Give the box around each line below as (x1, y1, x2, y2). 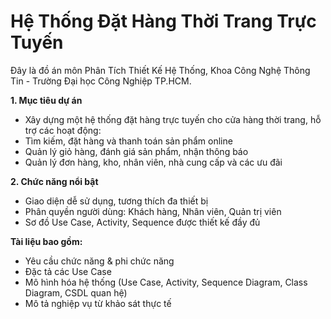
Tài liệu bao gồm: (10, 235, 83, 247)
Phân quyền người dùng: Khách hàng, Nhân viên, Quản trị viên (24, 205, 282, 217)
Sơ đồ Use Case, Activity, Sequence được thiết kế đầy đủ (24, 216, 261, 228)
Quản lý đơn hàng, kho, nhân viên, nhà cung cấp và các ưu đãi (24, 156, 283, 168)
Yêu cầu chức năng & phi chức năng (24, 255, 175, 267)
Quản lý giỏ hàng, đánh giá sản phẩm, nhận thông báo (24, 145, 249, 157)
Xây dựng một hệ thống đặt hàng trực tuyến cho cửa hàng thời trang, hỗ (24, 113, 322, 125)
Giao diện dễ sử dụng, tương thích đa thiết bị (24, 195, 209, 207)
